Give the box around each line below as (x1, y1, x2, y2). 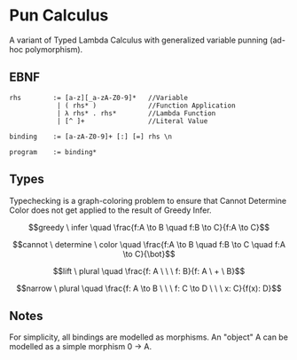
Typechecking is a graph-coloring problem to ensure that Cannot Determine (9, 195, 286, 206)
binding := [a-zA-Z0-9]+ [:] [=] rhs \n (9, 132, 173, 141)
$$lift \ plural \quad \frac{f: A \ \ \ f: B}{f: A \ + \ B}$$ (52, 265, 246, 276)
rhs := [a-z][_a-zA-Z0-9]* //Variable (9, 93, 189, 102)
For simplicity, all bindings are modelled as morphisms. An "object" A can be (9, 332, 288, 342)
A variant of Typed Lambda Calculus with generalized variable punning (9, 35, 269, 45)
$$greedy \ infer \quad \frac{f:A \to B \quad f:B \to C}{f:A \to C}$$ (27, 222, 270, 232)
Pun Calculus (9, 5, 109, 26)
